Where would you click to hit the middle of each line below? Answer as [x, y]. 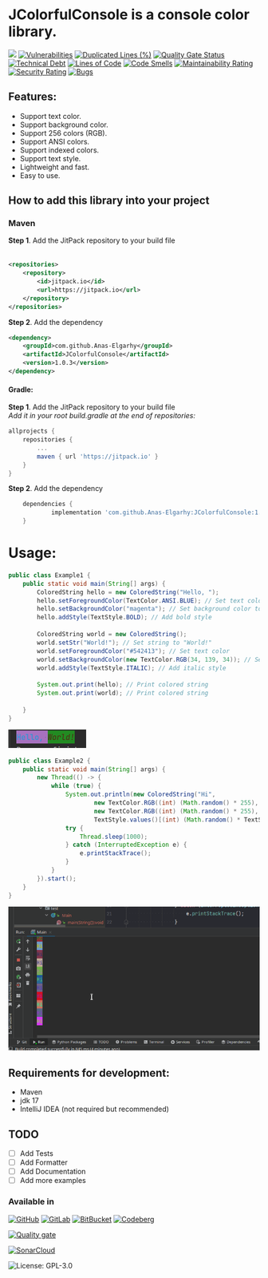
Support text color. [50, 116]
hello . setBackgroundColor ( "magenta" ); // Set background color [144, 609]
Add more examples [53, 1181]
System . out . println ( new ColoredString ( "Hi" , [140, 795]
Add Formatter [43, 1162]
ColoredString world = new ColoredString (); [112, 635]
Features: [33, 97]
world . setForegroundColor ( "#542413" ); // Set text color [133, 651]
